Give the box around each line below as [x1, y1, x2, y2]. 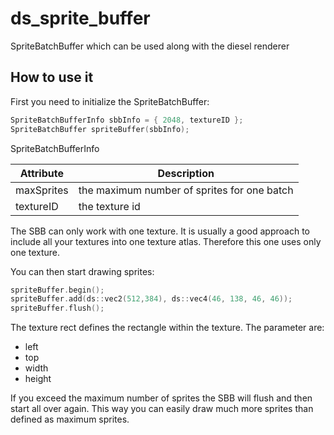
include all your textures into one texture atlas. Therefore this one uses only [10, 235, 322, 247]
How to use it [10, 69, 94, 86]
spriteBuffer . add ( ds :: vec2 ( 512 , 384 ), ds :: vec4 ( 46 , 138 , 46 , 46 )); [10, 294, 293, 304]
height [24, 373, 52, 385]
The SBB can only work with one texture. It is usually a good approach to [10, 225, 310, 237]
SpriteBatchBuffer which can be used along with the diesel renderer [10, 40, 290, 52]
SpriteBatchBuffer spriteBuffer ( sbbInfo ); [10, 124, 190, 134]
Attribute [19, 166, 64, 180]
